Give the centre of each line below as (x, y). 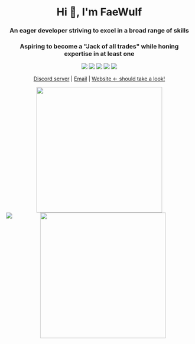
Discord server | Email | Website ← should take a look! (99, 79)
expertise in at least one (99, 54)
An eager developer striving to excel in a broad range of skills (99, 31)
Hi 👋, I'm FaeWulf (99, 12)
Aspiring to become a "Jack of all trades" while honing (99, 47)
